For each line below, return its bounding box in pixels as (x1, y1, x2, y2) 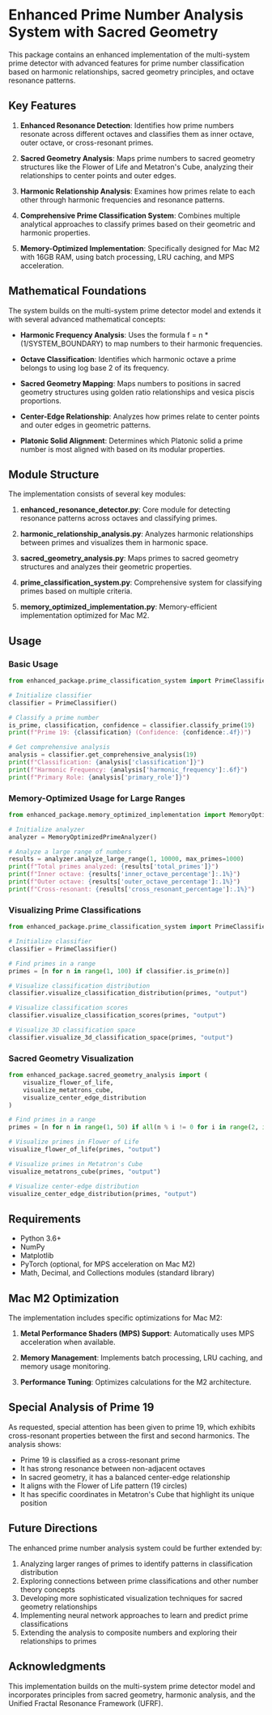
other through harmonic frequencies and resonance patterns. (19, 194, 225, 204)
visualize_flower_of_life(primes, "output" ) (8, 1146, 161, 1154)
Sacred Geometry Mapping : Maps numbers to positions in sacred (19, 378, 241, 388)
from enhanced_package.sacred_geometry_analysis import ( (8, 1071, 208, 1079)
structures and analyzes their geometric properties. (19, 562, 192, 572)
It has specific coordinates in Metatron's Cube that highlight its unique (19, 1489, 255, 1499)
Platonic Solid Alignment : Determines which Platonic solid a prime (19, 436, 243, 445)
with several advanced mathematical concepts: (8, 314, 166, 324)
